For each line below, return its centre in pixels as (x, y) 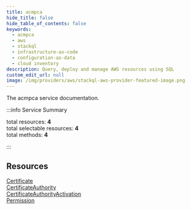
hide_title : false (30, 18)
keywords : (19, 29)
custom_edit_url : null (35, 75)
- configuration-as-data (44, 58)
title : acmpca (25, 12)
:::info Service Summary (37, 110)
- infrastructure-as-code (45, 52)
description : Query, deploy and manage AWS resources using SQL (90, 69)
